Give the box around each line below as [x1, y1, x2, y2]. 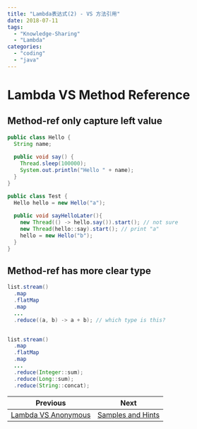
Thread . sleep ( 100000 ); [20, 160, 87, 167]
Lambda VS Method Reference [7, 86, 191, 103]
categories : [7, 43, 42, 50]
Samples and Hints [97, 410, 160, 420]
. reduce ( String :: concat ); [13, 382, 90, 389]
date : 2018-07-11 [7, 17, 59, 24]
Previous [35, 398, 66, 408]
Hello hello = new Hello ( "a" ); [13, 199, 106, 206]
